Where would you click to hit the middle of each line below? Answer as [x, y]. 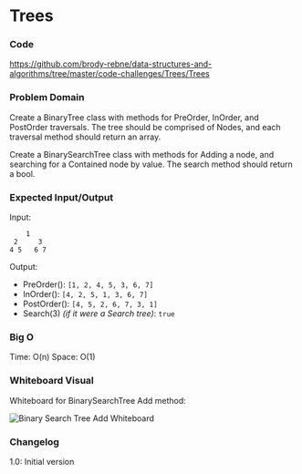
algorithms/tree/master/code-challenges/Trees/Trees [109, 74]
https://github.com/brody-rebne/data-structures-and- [111, 64]
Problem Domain [47, 98]
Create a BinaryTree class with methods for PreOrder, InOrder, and [135, 117]
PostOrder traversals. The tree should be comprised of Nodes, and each [145, 127]
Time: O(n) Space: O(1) [52, 357]
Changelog [34, 441]
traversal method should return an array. [85, 137]
